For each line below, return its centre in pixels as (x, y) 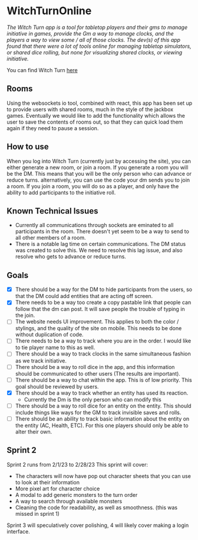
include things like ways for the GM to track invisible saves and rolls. (98, 412)
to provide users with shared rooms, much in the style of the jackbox (90, 109)
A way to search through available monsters (69, 501)
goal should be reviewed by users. (57, 386)
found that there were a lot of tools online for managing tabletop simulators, (99, 46)
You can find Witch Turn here (42, 70)
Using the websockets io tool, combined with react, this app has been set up (100, 103)
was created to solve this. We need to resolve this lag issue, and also (99, 250)
